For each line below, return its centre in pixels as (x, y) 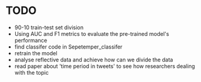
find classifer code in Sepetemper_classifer (68, 47)
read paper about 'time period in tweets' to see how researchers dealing (104, 66)
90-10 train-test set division (49, 27)
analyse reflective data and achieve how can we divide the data (94, 60)
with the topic (31, 72)
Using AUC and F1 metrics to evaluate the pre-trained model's (92, 33)
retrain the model (36, 53)
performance (31, 40)
